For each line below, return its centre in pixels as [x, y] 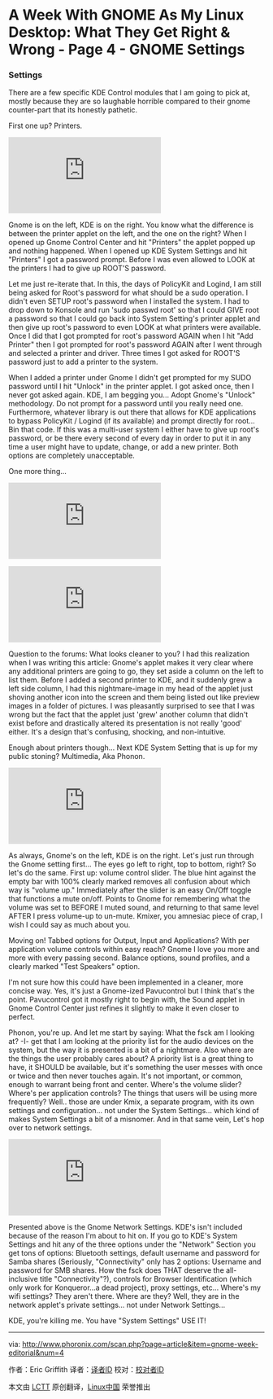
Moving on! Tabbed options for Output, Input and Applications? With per [129, 941]
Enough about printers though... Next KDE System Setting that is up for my [133, 748]
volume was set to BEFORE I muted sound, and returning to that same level [134, 908]
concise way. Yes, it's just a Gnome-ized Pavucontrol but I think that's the [132, 991]
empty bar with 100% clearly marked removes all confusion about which [129, 882]
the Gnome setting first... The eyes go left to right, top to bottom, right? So [132, 864]
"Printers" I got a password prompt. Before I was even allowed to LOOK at [132, 260]
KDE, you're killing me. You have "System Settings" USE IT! [108, 1321]
